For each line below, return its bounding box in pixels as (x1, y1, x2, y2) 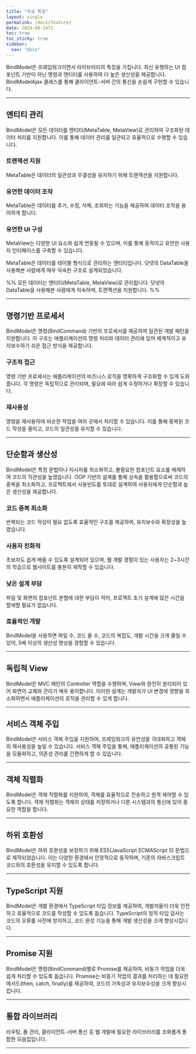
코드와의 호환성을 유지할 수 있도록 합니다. (6, 861, 100, 868)
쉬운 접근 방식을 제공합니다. (31, 342, 93, 349)
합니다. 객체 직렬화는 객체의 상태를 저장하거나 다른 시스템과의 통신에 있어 (16, 799, 182, 806)
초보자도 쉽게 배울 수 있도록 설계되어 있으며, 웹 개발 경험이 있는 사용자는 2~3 (6, 556, 180, 563)
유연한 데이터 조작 (6, 187, 54, 196)
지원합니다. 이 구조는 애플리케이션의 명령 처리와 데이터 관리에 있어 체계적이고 (6, 335, 181, 342)
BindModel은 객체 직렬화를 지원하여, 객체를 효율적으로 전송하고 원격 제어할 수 (6, 791, 183, 798)
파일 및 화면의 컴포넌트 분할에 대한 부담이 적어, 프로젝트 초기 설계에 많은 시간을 (6, 594, 185, 601)
